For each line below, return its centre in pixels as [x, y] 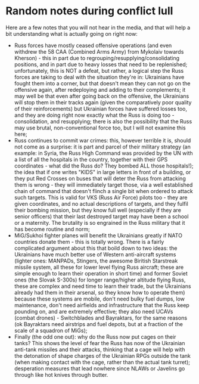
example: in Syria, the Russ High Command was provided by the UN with [103, 153]
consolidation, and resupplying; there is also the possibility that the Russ [103, 121]
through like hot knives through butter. [61, 374]
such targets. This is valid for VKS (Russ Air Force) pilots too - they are [101, 197]
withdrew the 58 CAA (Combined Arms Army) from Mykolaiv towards [99, 51]
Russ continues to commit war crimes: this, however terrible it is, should [102, 140]
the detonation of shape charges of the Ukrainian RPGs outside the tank [102, 355]
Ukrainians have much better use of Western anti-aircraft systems [95, 254]
